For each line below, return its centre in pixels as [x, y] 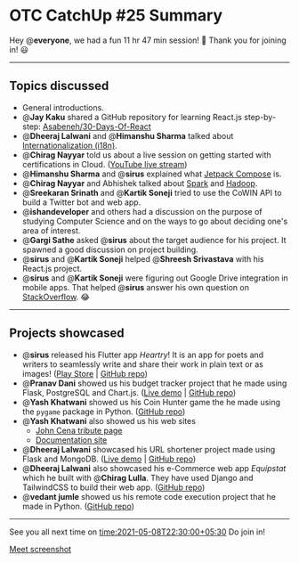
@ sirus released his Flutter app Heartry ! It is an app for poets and [143, 355]
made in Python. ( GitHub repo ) [78, 506]
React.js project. [52, 268]
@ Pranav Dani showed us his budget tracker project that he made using [154, 383]
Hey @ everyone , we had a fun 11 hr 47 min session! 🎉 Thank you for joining [148, 40]
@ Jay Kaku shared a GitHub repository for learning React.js [132, 117]
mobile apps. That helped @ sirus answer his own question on [135, 287]
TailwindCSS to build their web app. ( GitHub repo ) [113, 487]
